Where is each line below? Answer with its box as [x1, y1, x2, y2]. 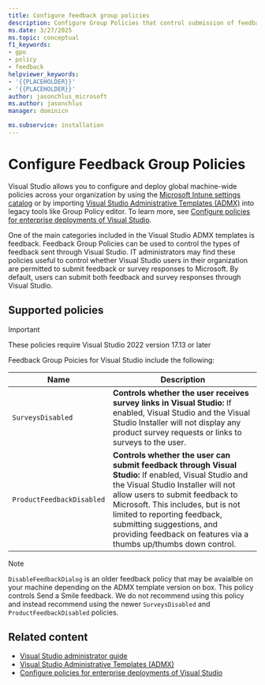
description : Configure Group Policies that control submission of [8, 19, 235, 27]
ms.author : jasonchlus [8, 100, 83, 107]
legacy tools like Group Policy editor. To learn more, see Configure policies [8, 206, 251, 216]
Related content [8, 630, 88, 644]
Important [8, 325, 40, 334]
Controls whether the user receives [113, 387, 250, 398]
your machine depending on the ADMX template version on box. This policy [8, 582, 254, 592]
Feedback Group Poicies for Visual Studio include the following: [8, 355, 215, 364]
